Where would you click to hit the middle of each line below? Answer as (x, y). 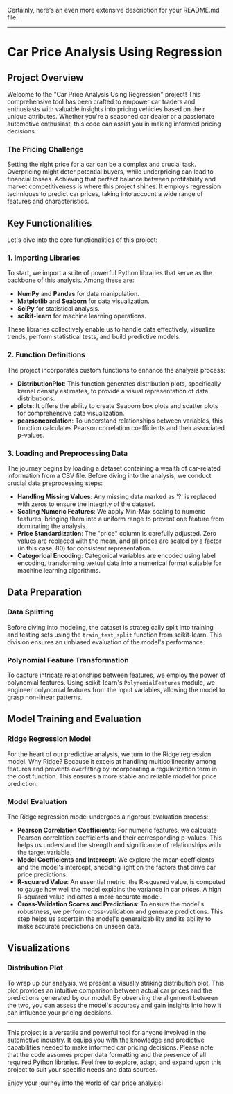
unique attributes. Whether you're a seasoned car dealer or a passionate (111, 116)
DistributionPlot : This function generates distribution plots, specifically (119, 383)
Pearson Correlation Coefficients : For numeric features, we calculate (117, 830)
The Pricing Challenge (45, 149)
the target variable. (44, 852)
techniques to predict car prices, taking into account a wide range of (105, 194)
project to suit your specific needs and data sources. (83, 1069)
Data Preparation (44, 593)
